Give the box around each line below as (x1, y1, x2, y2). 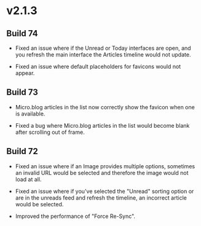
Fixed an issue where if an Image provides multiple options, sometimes (15, 162, 195, 169)
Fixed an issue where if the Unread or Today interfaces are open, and (15, 44, 192, 52)
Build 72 (6, 146, 39, 157)
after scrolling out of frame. (15, 128, 85, 136)
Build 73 (6, 87, 38, 98)
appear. (15, 69, 35, 77)
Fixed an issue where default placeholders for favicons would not (15, 63, 181, 70)
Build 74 (6, 28, 38, 39)
